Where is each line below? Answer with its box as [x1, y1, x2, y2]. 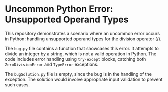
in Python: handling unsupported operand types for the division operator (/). [5, 36, 162, 42]
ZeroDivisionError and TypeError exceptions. [5, 61, 99, 67]
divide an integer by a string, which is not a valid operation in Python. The [5, 51, 157, 57]
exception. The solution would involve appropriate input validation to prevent [5, 76, 163, 82]
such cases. [5, 81, 30, 88]
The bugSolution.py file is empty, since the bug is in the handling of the [5, 71, 152, 77]
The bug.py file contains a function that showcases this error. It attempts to [5, 45, 159, 51]
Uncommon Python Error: [5, 3, 113, 15]
